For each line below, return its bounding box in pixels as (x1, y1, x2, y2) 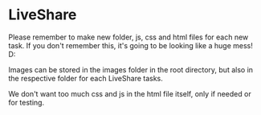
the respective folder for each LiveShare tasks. (8, 73, 163, 83)
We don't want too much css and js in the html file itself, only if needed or (8, 88, 251, 98)
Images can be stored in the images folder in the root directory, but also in (8, 64, 254, 74)
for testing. (8, 97, 45, 107)
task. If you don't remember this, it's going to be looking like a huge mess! (8, 40, 253, 50)
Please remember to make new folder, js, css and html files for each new (8, 32, 249, 42)
